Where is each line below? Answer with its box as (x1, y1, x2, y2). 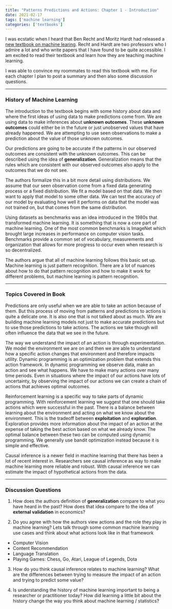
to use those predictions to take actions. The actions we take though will (5, 324, 158, 330)
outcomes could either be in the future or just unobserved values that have (5, 124, 164, 130)
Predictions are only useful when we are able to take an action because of (5, 302, 162, 309)
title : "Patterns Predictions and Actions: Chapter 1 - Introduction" (5, 7, 159, 13)
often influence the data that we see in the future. (5, 330, 110, 336)
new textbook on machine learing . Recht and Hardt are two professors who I (5, 42, 166, 48)
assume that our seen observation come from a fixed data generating (5, 182, 152, 188)
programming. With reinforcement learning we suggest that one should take (5, 398, 165, 405)
